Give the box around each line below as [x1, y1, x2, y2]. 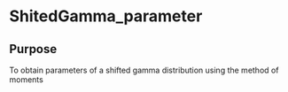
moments [9, 74, 44, 85]
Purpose [9, 42, 58, 57]
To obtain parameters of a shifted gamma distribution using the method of [9, 65, 279, 75]
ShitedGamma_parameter [9, 6, 203, 27]
